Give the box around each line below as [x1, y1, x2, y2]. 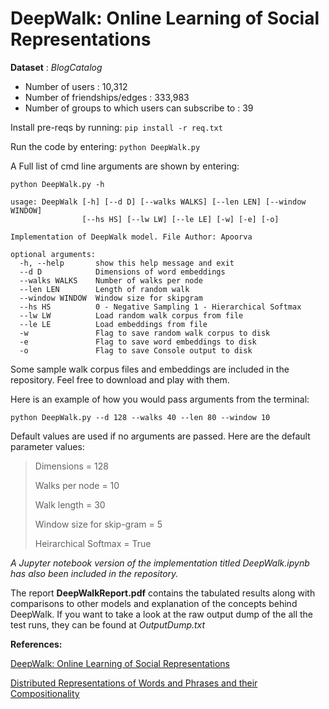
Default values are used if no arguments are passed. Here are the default [10, 430, 311, 442]
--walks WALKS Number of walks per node [19, 275, 203, 286]
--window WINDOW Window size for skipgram [19, 293, 203, 303]
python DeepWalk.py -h [10, 179, 105, 189]
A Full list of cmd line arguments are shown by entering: [10, 160, 240, 172]
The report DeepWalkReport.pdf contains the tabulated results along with [10, 587, 316, 599]
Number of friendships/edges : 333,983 [24, 91, 190, 103]
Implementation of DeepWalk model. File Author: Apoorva [10, 232, 253, 242]
